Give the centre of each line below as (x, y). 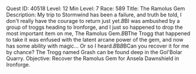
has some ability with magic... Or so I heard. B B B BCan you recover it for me (98, 46)
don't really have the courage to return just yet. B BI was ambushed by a (93, 21)
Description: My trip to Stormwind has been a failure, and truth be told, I (94, 15)
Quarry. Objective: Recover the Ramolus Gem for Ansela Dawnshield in (93, 58)
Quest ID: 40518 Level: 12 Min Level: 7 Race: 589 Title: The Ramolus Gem (96, 9)
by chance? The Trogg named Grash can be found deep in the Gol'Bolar (94, 52)
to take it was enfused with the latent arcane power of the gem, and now (95, 40)
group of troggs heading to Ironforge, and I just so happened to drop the (94, 27)
